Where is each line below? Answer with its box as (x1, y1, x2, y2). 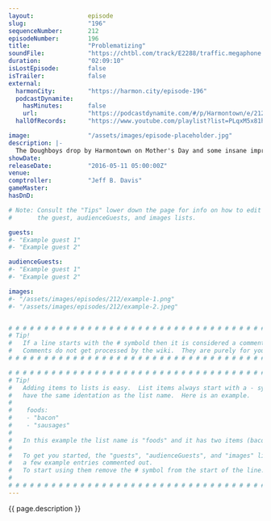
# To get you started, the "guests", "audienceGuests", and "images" (8, 452, 254, 460)
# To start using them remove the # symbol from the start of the (8, 466, 244, 475)
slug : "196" (8, 19, 106, 27)
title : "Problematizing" (8, 42, 147, 50)
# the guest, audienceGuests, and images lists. (8, 213, 197, 222)
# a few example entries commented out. (8, 459, 153, 467)
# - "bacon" (8, 414, 60, 422)
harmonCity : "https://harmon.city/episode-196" (15, 86, 207, 95)
